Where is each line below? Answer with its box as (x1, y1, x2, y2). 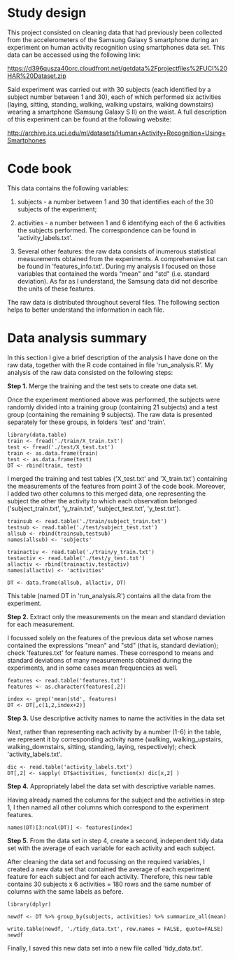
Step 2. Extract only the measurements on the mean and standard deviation (7, 612, 226, 621)
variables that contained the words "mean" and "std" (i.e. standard (17, 269, 210, 278)
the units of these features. (17, 284, 96, 293)
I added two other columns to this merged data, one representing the (7, 489, 206, 498)
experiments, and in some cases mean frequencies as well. (7, 663, 178, 672)
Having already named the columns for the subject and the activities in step (7, 795, 225, 804)
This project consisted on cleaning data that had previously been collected (7, 28, 222, 37)
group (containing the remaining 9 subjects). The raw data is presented (7, 410, 213, 418)
